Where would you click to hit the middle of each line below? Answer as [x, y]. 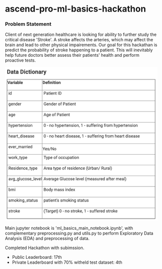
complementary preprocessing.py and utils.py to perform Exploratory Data [79, 233]
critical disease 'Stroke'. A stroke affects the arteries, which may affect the [79, 40]
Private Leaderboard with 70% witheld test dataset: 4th [67, 262]
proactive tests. [21, 60]
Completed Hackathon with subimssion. [45, 248]
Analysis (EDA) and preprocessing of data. [47, 238]
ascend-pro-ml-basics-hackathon [75, 9]
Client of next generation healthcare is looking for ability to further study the [81, 34]
